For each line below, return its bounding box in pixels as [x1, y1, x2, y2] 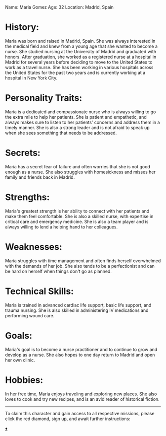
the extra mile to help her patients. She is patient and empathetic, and [5, 114, 147, 120]
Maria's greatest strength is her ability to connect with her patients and [5, 208, 150, 214]
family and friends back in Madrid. [5, 174, 75, 180]
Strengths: [5, 192, 50, 203]
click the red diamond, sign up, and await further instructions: [5, 416, 130, 422]
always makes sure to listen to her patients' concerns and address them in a [5, 119, 160, 125]
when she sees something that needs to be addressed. [5, 130, 117, 136]
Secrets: [5, 147, 41, 158]
